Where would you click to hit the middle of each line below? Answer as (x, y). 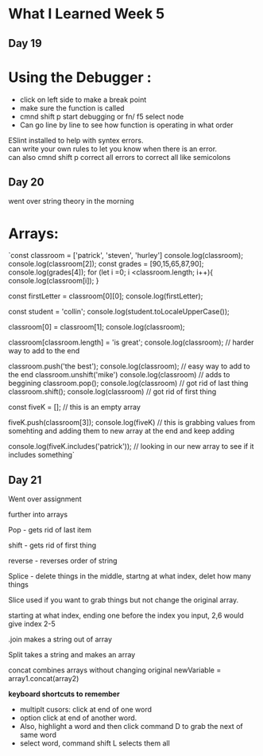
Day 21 (25, 479)
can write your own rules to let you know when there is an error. (112, 149)
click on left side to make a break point (83, 99)
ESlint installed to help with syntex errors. (76, 140)
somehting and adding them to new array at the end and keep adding (122, 431)
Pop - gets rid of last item (50, 530)
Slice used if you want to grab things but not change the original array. (124, 600)
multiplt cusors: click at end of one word (86, 710)
